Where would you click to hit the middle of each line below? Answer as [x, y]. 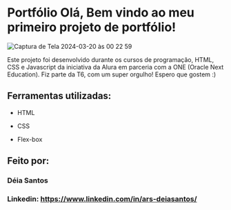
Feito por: [28, 161]
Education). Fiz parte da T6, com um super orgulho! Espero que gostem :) [112, 74]
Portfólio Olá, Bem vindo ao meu [101, 13]
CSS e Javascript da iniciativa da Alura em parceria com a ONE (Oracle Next [115, 67]
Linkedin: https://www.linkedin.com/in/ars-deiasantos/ [102, 199]
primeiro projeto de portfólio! [92, 27]
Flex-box [30, 139]
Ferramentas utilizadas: [59, 96]
